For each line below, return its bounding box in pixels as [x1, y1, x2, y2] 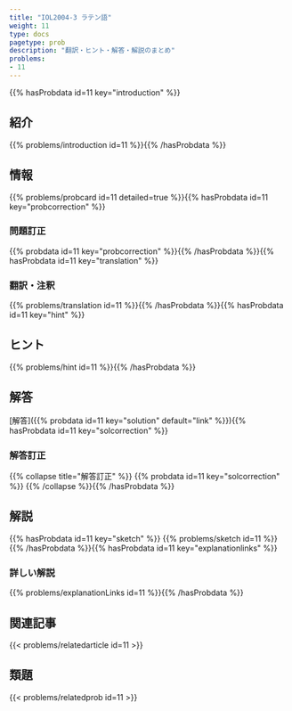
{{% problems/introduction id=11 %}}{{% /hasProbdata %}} [9, 139, 227, 150]
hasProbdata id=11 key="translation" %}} [9, 255, 158, 266]
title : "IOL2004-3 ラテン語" [9, 12, 112, 22]
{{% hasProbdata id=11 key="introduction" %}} [9, 86, 181, 98]
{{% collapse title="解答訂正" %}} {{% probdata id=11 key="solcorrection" [9, 471, 280, 482]
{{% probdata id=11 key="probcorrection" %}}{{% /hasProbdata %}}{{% [9, 246, 274, 257]
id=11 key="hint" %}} [9, 309, 85, 321]
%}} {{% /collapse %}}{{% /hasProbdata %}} [9, 481, 175, 492]
